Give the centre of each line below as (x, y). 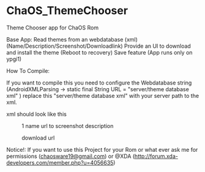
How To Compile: (28, 70)
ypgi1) (14, 59)
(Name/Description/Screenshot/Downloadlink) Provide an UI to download (99, 46)
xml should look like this (37, 114)
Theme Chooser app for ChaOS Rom (53, 28)
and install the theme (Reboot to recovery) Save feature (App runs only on (99, 52)
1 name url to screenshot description (68, 125)
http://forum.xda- (156, 156)
